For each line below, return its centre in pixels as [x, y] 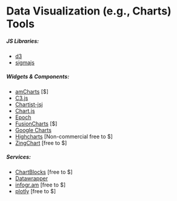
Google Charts [33, 130]
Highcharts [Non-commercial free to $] [64, 136]
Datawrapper [32, 179]
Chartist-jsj [29, 104]
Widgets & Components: [38, 76]
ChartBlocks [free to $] [44, 172]
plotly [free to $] [35, 191]
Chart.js [25, 111]
